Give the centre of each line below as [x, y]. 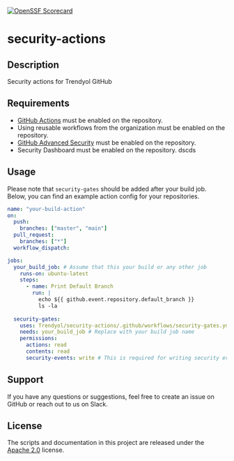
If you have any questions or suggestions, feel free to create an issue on [111, 396]
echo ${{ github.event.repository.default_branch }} [116, 300]
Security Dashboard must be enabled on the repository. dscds [107, 149]
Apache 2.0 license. [36, 450]
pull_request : [34, 235]
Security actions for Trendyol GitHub [60, 81]
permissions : [39, 339]
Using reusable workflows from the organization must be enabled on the [121, 127]
